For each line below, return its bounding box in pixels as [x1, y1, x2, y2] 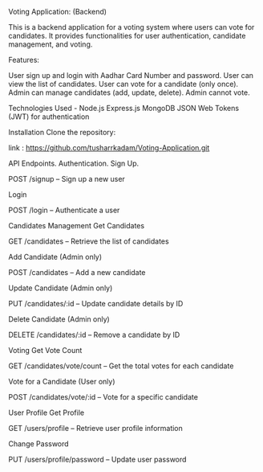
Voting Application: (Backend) [8, 7, 107, 16]
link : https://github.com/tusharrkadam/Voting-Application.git [8, 143, 210, 152]
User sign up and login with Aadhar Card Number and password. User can [8, 71, 254, 80]
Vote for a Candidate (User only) [8, 377, 115, 386]
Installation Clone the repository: [8, 128, 116, 137]
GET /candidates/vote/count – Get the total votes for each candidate [8, 361, 234, 371]
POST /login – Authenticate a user [8, 205, 120, 215]
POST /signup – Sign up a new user [8, 174, 126, 183]
